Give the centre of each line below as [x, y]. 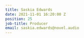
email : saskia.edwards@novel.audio [42, 28]
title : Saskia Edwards [29, 10]
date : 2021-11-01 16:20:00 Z [35, 14]
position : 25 [19, 19]
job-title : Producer [27, 23]
